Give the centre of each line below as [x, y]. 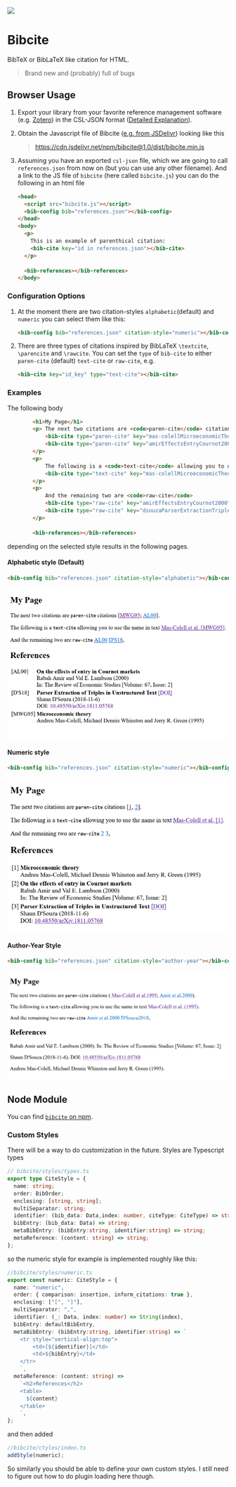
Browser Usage [41, 95]
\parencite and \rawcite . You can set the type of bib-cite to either [114, 353]
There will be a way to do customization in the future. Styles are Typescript [116, 1150]
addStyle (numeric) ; [36, 1455]
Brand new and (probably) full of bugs [80, 73]
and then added [30, 1434]
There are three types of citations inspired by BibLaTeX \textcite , [113, 346]
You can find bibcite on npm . [50, 1116]
